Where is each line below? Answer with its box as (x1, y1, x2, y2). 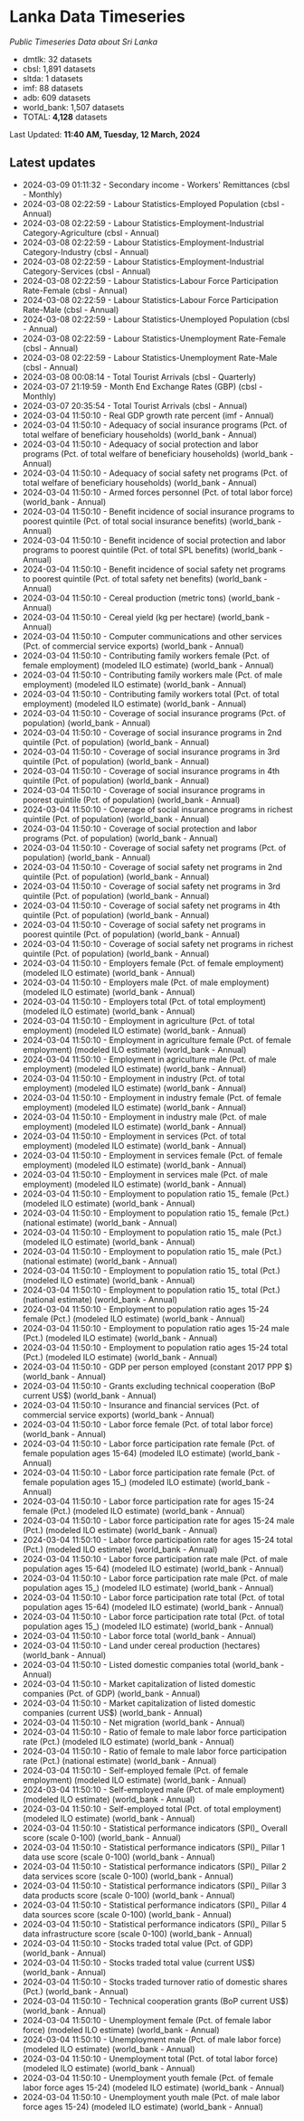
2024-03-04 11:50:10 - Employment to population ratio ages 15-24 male (22, 1322, 290, 1333)
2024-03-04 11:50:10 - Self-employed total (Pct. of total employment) (22, 1803, 282, 1814)
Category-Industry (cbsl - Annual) (22, 246, 149, 257)
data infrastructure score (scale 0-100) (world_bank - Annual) (22, 1928, 253, 1939)
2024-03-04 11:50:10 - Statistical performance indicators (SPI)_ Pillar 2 (22, 1861, 287, 1871)
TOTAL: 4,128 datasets (22, 111, 108, 122)
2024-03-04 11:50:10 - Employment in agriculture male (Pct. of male (22, 1054, 278, 1065)
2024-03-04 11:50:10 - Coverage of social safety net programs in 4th (22, 900, 280, 911)
